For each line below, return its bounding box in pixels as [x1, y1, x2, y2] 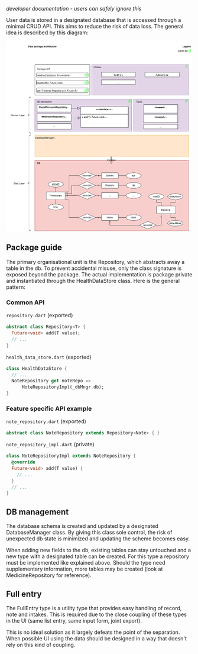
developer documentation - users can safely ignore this [6, 5, 142, 12]
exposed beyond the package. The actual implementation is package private [6, 270, 193, 278]
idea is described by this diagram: [6, 29, 89, 36]
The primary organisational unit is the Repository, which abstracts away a [6, 258, 185, 265]
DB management [6, 507, 69, 517]
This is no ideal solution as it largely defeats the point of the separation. [6, 629, 180, 636]
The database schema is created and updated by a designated [6, 523, 158, 530]
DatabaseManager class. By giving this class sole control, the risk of [6, 529, 173, 536]
